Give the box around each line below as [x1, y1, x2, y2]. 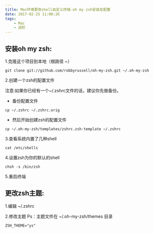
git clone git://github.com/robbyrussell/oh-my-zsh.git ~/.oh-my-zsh [5, 68, 150, 73]
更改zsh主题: [5, 189, 44, 197]
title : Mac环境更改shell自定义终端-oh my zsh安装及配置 [5, 7, 111, 12]
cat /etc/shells [5, 145, 38, 150]
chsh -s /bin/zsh [5, 164, 40, 169]
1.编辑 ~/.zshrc [5, 203, 35, 209]
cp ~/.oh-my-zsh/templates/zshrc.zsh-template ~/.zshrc [5, 126, 121, 132]
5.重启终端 [5, 174, 26, 179]
